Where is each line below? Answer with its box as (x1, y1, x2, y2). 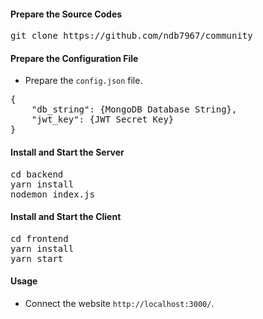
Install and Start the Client (10, 211, 122, 223)
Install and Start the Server (10, 146, 125, 158)
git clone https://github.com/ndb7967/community (10, 30, 253, 42)
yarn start (10, 253, 64, 264)
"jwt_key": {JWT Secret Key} (31, 114, 175, 125)
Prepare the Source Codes (10, 8, 123, 20)
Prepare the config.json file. (24, 75, 143, 87)
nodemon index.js (10, 188, 95, 200)
